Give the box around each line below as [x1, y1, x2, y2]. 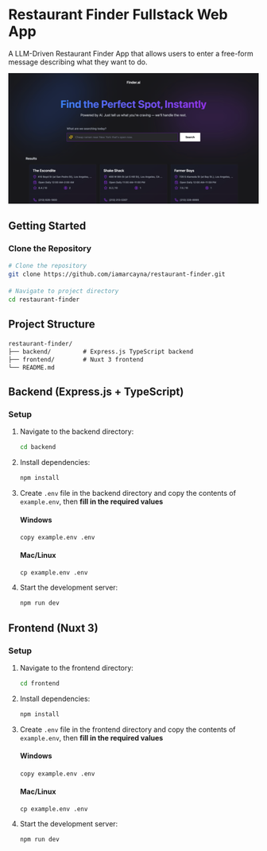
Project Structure [8, 318, 95, 331]
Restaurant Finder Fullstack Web [8, 6, 228, 24]
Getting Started [8, 219, 87, 233]
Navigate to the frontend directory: [19, 663, 133, 673]
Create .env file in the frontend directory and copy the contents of [19, 725, 236, 734]
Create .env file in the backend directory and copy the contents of [19, 489, 237, 498]
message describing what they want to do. [8, 57, 148, 67]
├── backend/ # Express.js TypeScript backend [8, 347, 194, 355]
